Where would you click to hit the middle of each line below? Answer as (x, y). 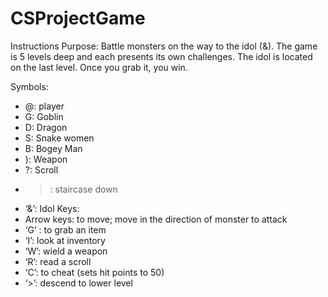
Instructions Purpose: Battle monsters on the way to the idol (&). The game (164, 46)
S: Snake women (59, 138)
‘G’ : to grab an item (65, 229)
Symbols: (29, 86)
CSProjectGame (78, 18)
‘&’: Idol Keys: (52, 208)
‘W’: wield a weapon (66, 251)
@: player (44, 106)
